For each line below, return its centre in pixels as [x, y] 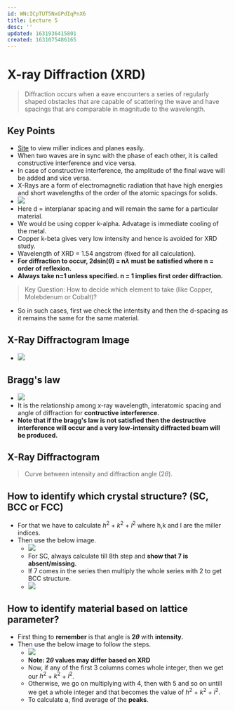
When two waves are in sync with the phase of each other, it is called [117, 155]
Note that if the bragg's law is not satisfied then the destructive [112, 420]
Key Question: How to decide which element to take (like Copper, [118, 289]
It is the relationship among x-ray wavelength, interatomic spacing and [119, 405]
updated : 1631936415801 [42, 33]
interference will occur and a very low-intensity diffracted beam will [119, 428]
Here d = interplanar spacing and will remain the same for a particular [118, 209]
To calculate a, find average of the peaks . [88, 699]
